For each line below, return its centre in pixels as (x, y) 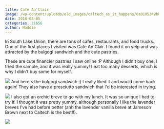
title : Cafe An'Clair (27, 9)
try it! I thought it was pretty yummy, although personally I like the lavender (80, 102)
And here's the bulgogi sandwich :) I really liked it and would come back (83, 82)
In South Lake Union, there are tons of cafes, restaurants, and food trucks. (80, 41)
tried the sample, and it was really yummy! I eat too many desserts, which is (81, 67)
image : (12, 14)
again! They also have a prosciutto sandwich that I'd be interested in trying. (81, 87)
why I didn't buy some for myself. (39, 72)
